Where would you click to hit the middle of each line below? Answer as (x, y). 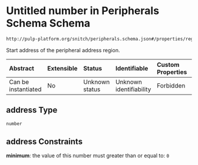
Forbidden (171, 85)
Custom (168, 65)
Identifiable (132, 68)
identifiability (133, 89)
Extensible (62, 68)
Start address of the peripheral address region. (63, 50)
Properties (172, 72)
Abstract (22, 68)
